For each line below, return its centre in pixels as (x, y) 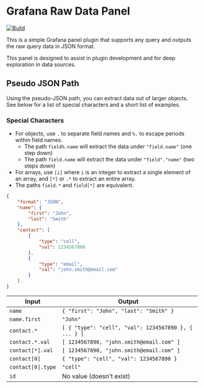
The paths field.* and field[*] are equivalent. (74, 185)
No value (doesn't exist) (96, 376)
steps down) (40, 166)
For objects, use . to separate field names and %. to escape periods (100, 134)
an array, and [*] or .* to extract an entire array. (76, 179)
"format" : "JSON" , (40, 202)
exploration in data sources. (41, 64)
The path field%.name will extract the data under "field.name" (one (108, 146)
